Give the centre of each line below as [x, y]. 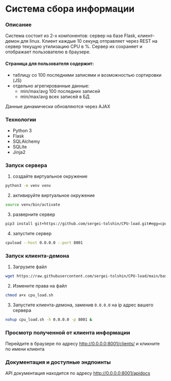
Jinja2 [19, 152]
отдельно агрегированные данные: [51, 86]
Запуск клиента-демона [37, 256]
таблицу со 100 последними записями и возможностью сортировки [87, 75]
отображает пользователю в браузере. [48, 52]
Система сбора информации [70, 9]
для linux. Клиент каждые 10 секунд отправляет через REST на [89, 41]
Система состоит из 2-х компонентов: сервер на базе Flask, [71, 36]
